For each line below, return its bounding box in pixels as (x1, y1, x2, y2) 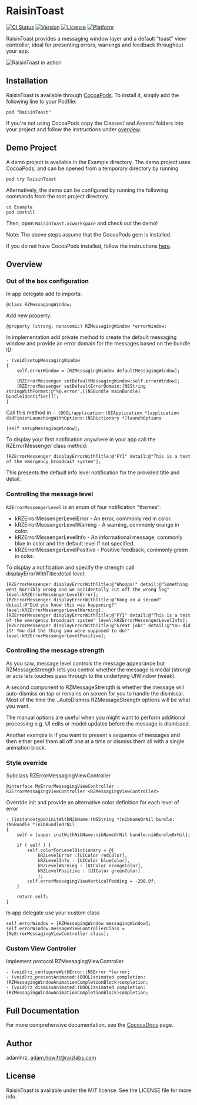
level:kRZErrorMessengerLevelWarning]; (6, 607, 104, 613)
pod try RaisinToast (6, 176, 57, 182)
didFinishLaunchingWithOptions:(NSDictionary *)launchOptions (6, 415, 162, 421)
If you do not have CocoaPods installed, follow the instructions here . (6, 242, 172, 249)
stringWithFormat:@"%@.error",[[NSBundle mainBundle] (6, 388, 141, 395)
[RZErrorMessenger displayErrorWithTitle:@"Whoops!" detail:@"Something (6, 581, 188, 587)
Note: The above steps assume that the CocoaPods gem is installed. (6, 231, 172, 238)
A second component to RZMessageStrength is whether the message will (6, 684, 184, 691)
